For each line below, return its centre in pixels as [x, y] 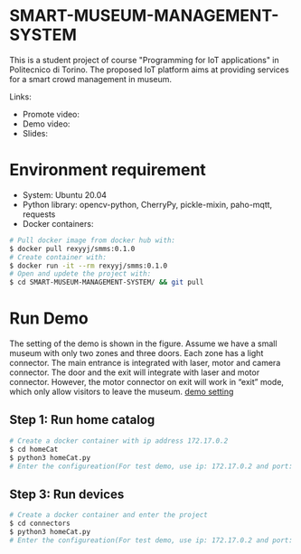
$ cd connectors [40, 524]
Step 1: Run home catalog [82, 420]
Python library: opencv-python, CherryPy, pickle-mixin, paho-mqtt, [147, 204]
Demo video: [46, 124]
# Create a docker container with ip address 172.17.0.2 [119, 441]
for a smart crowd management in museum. [91, 79]
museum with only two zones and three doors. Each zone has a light [136, 353]
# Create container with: [58, 257]
